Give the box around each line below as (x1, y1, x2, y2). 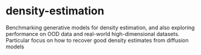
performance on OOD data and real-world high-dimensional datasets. (5, 30, 180, 37)
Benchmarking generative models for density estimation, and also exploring (5, 24, 195, 31)
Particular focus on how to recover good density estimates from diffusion (5, 36, 189, 44)
